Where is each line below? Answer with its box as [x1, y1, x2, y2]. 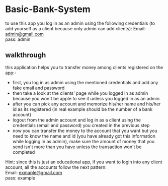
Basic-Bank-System [5, 4, 91, 15]
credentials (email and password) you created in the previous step [12, 122, 150, 128]
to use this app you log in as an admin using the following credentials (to [5, 20, 155, 26]
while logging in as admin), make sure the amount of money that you [12, 138, 155, 144]
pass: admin [5, 36, 31, 42]
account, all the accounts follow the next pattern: [5, 164, 107, 170]
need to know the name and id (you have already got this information [12, 133, 156, 139]
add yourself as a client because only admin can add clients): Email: [5, 25, 146, 31]
